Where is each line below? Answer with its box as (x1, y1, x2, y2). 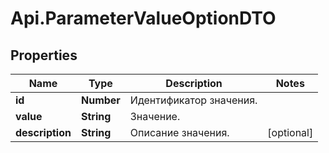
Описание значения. (129, 126, 230, 139)
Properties (10, 47, 78, 64)
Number (80, 93, 121, 107)
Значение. (129, 110, 181, 123)
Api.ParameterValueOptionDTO (10, 7, 277, 30)
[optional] (267, 126, 314, 139)
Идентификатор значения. (129, 93, 258, 107)
